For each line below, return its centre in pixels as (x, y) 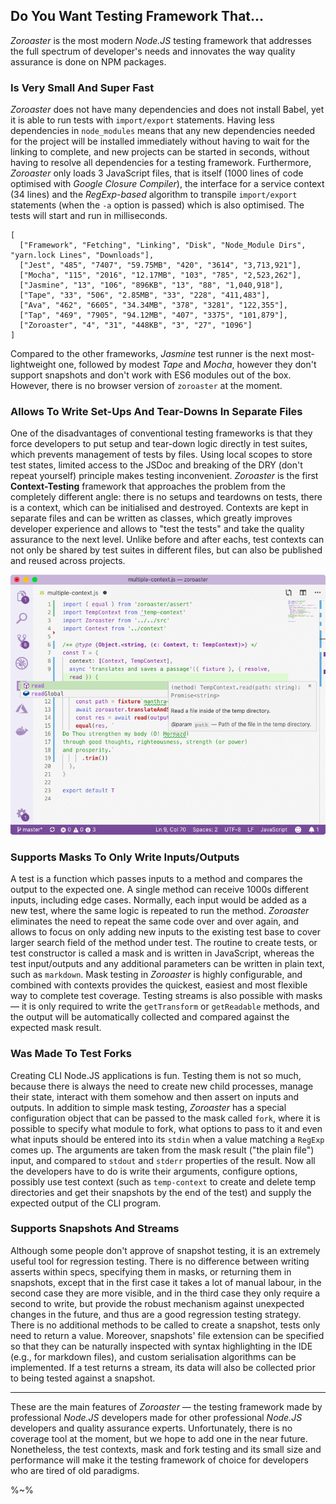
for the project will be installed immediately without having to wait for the (160, 141)
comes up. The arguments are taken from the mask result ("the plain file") (162, 1150)
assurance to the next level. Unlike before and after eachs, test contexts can (167, 540)
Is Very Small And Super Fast (82, 87)
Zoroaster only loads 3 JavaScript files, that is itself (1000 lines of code (157, 173)
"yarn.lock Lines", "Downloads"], (82, 255)
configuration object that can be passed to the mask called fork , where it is (165, 1118)
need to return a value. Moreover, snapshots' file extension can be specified (167, 1335)
